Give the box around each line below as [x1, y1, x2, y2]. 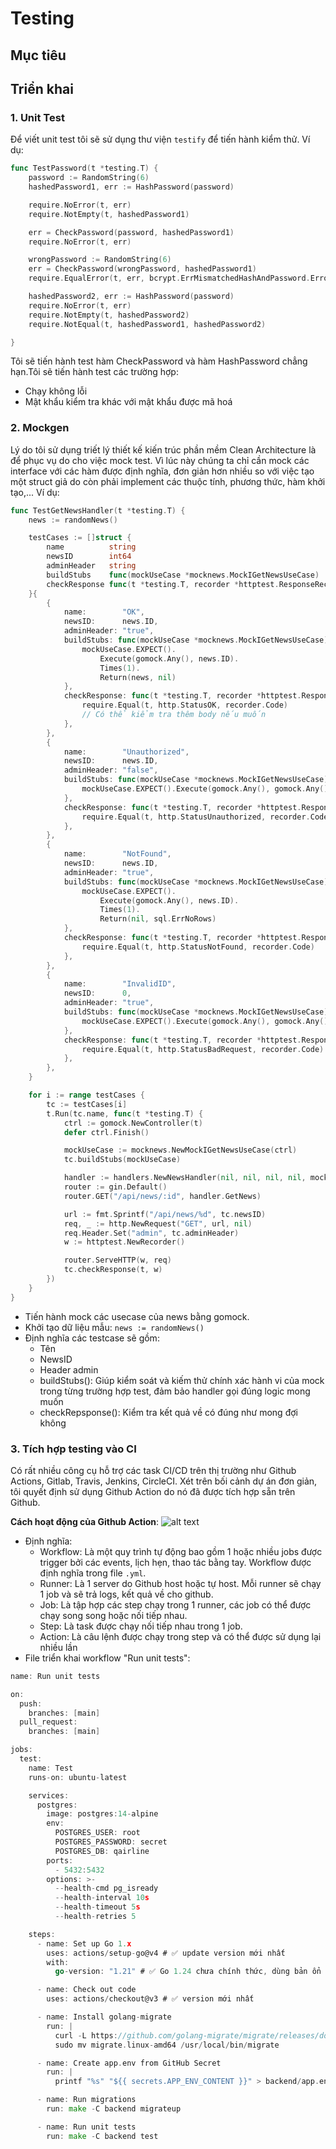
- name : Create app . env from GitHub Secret [36, 2058, 222, 2068]
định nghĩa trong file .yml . [39, 1567, 147, 1579]
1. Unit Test [10, 110, 65, 124]
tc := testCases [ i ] [46, 1099, 128, 1109]
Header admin [39, 1363, 99, 1376]
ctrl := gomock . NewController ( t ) [63, 1118, 203, 1128]
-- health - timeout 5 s [54, 1902, 141, 1912]
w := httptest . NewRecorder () [63, 1237, 186, 1247]
